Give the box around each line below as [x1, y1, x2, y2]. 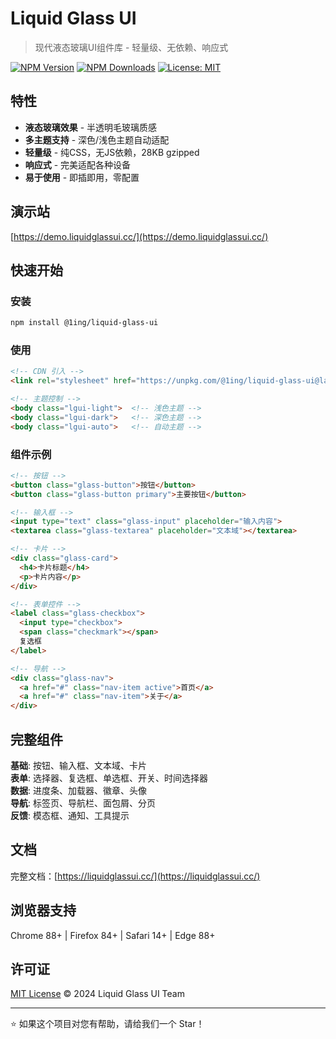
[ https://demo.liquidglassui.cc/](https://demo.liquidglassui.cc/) [10, 230, 269, 242]
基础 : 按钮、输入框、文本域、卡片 [10, 760, 147, 772]
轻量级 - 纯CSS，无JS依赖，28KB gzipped [24, 146, 200, 158]
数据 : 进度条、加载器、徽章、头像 [10, 785, 147, 797]
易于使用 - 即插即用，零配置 [24, 171, 140, 183]
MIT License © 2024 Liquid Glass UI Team [10, 988, 185, 1000]
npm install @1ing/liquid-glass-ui [10, 318, 159, 328]
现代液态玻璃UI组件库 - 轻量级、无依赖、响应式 [34, 41, 229, 53]
